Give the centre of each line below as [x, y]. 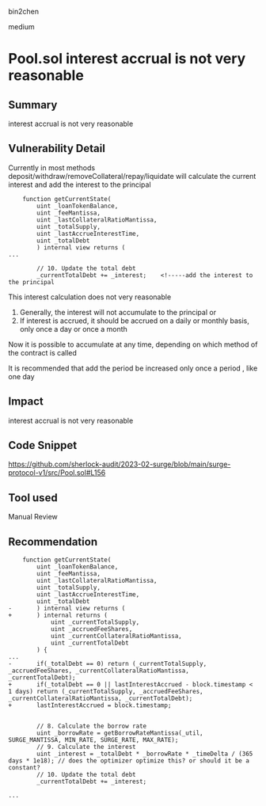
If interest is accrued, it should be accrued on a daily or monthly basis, [134, 321]
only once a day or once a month [74, 329]
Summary [33, 105]
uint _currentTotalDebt [89, 643]
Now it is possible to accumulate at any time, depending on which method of [133, 344]
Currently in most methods [52, 167]
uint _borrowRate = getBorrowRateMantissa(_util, [120, 733]
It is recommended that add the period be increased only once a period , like [133, 368]
